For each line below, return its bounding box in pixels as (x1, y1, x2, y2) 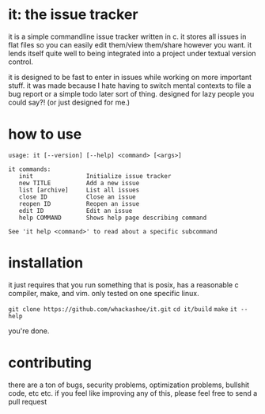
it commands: (8, 165, 51, 173)
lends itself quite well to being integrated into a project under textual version (8, 48, 256, 58)
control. (8, 57, 34, 66)
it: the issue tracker (8, 6, 138, 24)
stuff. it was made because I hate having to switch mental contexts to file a (8, 81, 252, 90)
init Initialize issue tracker (18, 172, 172, 180)
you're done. (8, 326, 50, 336)
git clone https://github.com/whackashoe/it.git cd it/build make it (8, 305, 237, 313)
